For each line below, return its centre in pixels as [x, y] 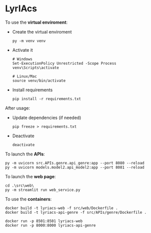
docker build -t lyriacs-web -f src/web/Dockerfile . [62, 208]
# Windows [22, 59]
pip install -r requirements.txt [47, 99]
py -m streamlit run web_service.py [43, 190]
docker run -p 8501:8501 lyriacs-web [44, 221]
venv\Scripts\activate [36, 68]
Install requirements [32, 90]
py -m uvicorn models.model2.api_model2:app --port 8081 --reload [75, 167]
